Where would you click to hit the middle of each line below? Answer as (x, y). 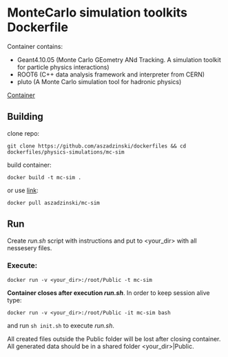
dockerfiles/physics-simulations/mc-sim (66, 152)
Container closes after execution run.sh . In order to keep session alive (108, 293)
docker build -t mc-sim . (44, 177)
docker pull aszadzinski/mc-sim (53, 203)
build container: (29, 165)
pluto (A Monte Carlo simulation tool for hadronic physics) (99, 81)
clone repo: (23, 133)
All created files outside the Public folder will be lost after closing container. (114, 338)
